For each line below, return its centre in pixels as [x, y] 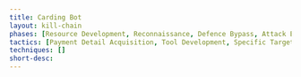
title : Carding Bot [46, 17]
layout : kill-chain [46, 26]
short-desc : [31, 58]
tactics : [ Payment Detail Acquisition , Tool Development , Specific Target [152, 42]
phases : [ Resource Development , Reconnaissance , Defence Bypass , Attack [148, 34]
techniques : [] [38, 50]
